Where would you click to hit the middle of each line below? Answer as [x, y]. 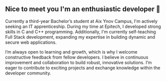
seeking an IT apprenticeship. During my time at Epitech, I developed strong [83, 26]
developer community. [28, 73]
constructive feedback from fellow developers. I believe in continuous [77, 57]
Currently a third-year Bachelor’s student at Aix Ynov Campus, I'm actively [82, 21]
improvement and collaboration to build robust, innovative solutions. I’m [79, 62]
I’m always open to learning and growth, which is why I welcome [71, 52]
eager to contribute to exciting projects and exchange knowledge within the [83, 68]
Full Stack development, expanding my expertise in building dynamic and [80, 37]
